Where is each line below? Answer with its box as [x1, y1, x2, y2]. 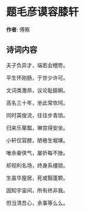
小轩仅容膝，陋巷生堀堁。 [6, 137, 68, 144]
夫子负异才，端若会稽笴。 [6, 61, 68, 68]
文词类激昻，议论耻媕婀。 [6, 87, 68, 94]
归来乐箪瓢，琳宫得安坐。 [6, 124, 68, 131]
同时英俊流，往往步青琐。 [6, 111, 68, 118]
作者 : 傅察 [6, 26, 30, 33]
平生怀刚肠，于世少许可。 [6, 74, 68, 81]
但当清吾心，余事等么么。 [6, 199, 68, 206]
